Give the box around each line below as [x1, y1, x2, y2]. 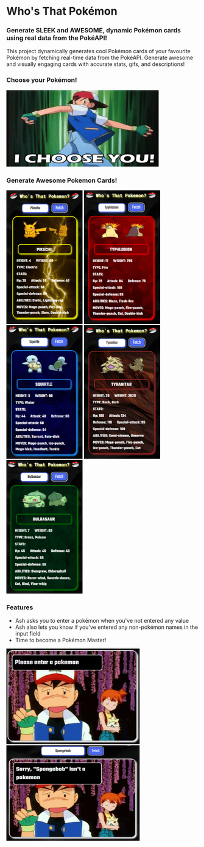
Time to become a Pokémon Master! [15, 637, 107, 644]
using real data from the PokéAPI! [6, 34, 108, 42]
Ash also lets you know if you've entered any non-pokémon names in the [15, 623, 199, 631]
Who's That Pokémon [6, 4, 118, 18]
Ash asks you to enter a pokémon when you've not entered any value [15, 617, 189, 625]
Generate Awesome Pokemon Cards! [6, 176, 118, 185]
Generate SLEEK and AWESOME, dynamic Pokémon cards [6, 26, 181, 35]
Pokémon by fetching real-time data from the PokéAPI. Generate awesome [6, 54, 194, 62]
